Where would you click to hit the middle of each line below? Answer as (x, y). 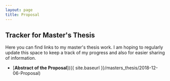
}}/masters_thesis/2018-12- (129, 68)
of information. (21, 58)
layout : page (19, 10)
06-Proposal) (26, 73)
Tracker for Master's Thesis (50, 35)
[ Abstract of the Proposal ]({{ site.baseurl (56, 68)
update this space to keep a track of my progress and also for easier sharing (85, 53)
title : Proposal (22, 15)
